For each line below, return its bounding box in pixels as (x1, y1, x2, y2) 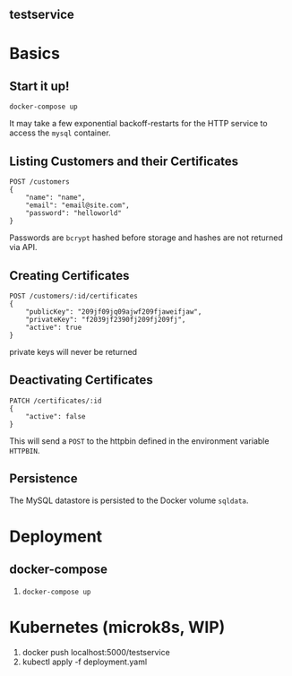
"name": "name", (25, 193, 87, 203)
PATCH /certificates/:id (9, 396, 102, 405)
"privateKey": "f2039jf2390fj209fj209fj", (25, 316, 186, 325)
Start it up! (9, 78, 70, 93)
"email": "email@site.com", (25, 201, 130, 210)
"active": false (25, 412, 87, 420)
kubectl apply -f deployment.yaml (21, 656, 148, 667)
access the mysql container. (9, 127, 111, 138)
